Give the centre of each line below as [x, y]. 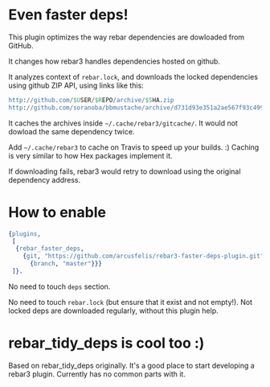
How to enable [57, 212]
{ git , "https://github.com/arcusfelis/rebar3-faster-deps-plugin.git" [143, 256]
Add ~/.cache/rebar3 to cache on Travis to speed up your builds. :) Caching [134, 147]
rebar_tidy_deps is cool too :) [106, 343]
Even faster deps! [68, 15]
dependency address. [45, 179]
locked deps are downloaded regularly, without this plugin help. [113, 311]
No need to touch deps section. [59, 286]
